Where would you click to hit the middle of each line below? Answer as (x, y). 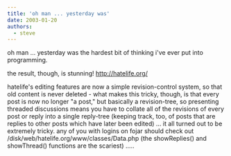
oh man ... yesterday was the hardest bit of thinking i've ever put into (105, 53)
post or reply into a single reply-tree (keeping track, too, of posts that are (111, 116)
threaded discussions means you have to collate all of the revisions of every (115, 109)
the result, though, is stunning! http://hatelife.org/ (77, 73)
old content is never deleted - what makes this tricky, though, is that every (113, 94)
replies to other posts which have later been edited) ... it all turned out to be (115, 124)
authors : (20, 26)
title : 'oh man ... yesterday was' (59, 14)
